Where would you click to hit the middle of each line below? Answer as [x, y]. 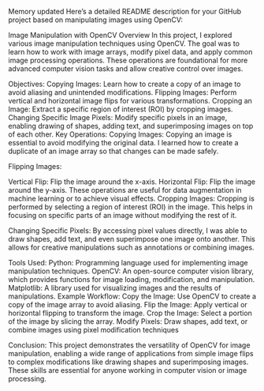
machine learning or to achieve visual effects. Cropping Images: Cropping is [131, 198]
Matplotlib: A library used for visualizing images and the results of [115, 288]
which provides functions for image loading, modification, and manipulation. [132, 279]
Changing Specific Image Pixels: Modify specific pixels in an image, [118, 117]
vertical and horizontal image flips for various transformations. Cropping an [130, 101]
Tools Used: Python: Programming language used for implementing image [128, 263]
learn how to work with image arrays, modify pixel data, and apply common [130, 52]
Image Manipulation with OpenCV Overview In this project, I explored [120, 35]
